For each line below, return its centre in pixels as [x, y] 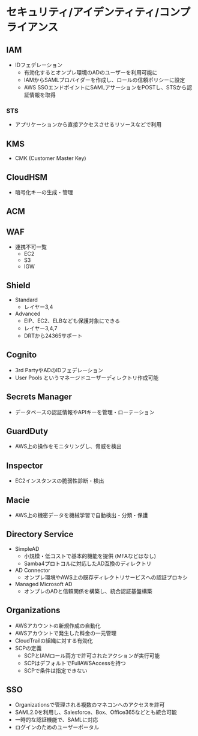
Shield [18, 285]
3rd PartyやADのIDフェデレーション [59, 370]
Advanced [28, 313]
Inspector [25, 465]
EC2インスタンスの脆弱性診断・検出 [59, 481]
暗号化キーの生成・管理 [44, 192]
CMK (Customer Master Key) [50, 158]
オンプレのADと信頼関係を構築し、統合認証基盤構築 [88, 591]
